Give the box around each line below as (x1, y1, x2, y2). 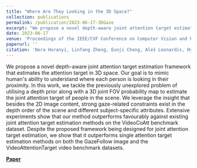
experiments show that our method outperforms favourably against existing (6, 113, 189, 120)
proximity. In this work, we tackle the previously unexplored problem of (6, 82, 178, 89)
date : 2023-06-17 (6, 31, 49, 36)
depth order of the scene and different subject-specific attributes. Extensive (6, 106, 190, 113)
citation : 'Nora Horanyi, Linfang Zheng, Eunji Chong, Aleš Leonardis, (6, 47, 185, 53)
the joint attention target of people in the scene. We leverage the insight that (6, 94, 190, 101)
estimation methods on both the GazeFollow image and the (6, 137, 148, 145)
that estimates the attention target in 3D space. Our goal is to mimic (6, 69, 169, 76)
